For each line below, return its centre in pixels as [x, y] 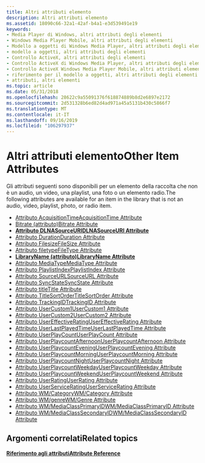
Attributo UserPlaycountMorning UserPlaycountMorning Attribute [96, 354]
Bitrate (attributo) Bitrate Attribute [56, 224]
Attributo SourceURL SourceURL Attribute [67, 276]
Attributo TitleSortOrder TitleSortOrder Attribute [74, 296]
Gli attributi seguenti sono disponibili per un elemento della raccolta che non [102, 186]
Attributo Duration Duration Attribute [60, 237]
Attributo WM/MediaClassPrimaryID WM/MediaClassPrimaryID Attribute [105, 406]
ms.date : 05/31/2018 [33, 92]
